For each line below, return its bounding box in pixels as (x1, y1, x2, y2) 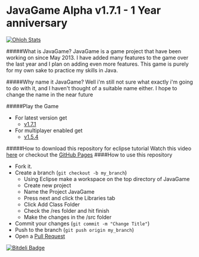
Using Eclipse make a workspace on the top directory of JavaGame (23, 175, 190, 182)
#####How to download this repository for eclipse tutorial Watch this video (6, 145, 192, 152)
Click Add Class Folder (23, 201, 80, 208)
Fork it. (14, 163, 33, 170)
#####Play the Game (6, 102, 59, 109)
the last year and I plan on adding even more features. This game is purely (6, 60, 189, 68)
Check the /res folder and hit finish (23, 207, 109, 214)
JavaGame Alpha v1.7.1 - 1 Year (6, 4, 161, 17)
